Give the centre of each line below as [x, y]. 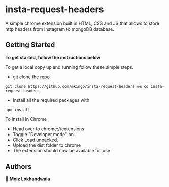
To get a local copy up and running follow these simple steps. [69, 67]
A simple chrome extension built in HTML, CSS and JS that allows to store [82, 23]
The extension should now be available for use [61, 150]
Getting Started [30, 45]
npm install [18, 110]
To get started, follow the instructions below [53, 57]
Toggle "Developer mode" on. [44, 134]
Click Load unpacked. [35, 140]
